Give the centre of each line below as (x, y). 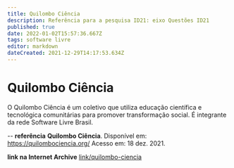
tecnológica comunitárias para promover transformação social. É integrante (117, 115)
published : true (31, 27)
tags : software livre (39, 40)
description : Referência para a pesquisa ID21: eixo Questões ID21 (109, 20)
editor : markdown (33, 46)
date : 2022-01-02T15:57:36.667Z (55, 33)
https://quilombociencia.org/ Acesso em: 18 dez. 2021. (86, 143)
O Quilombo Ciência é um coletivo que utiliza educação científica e (105, 107)
